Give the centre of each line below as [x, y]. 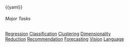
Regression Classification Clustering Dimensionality [58, 34]
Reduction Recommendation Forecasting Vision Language [65, 39]
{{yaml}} [14, 7]
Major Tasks [18, 18]
